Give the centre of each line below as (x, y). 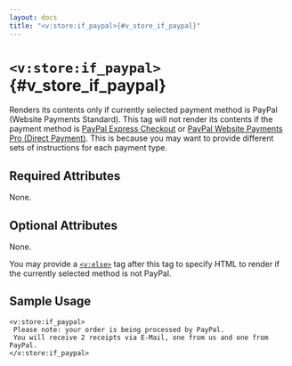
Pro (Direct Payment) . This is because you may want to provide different (142, 138)
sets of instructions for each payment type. (88, 148)
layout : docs (33, 17)
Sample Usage (50, 301)
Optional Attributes (64, 225)
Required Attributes (65, 176)
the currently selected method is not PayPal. (90, 273)
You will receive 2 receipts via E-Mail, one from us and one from (141, 338)
